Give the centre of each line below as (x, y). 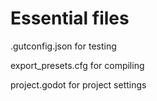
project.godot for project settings (78, 84)
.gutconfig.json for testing (63, 46)
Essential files (70, 18)
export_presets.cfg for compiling (77, 65)
